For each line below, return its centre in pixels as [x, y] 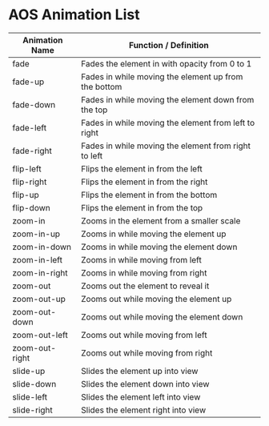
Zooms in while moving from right [144, 272]
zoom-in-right [40, 272]
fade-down [34, 104]
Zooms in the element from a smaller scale [161, 220]
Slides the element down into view [145, 384]
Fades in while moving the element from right [166, 146]
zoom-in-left [37, 259]
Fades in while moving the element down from [168, 99]
